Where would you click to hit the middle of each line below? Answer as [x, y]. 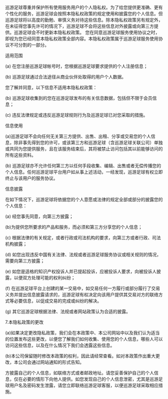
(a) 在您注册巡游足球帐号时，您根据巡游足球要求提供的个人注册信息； [77, 66]
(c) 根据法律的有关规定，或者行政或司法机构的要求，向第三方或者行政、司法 [83, 238]
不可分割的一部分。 [29, 45]
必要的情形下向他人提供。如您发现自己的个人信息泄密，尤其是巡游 [90, 379]
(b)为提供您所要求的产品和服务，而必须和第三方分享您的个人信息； [74, 227]
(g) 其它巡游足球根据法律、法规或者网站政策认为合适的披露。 [68, 311]
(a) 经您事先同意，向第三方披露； [39, 216]
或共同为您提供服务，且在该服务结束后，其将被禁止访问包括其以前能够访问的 [84, 149]
